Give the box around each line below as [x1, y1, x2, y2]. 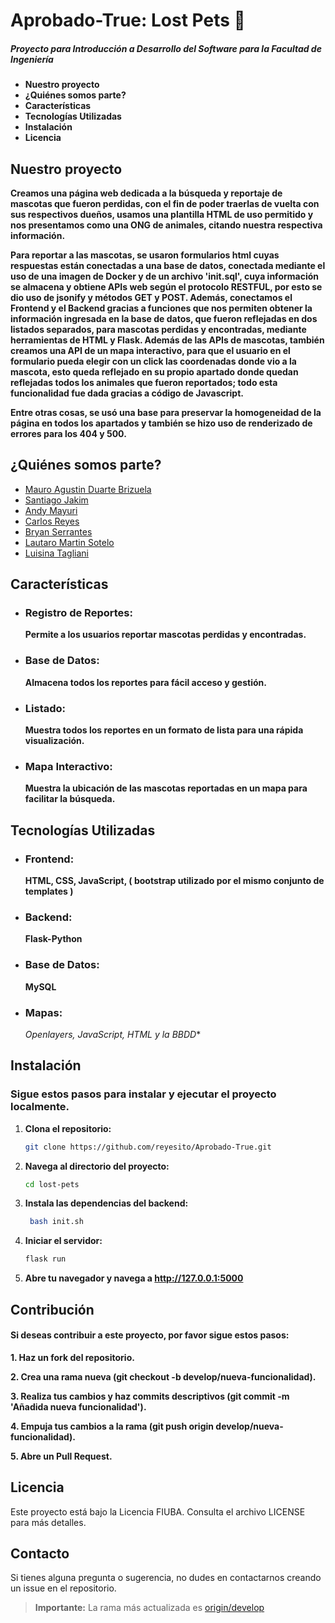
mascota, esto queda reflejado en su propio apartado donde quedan [10, 365, 299, 378]
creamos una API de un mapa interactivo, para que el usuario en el [10, 344, 291, 356]
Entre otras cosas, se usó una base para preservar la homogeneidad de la [10, 406, 322, 418]
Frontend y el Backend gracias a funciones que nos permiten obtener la [10, 302, 313, 314]
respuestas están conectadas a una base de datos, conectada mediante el [10, 259, 326, 271]
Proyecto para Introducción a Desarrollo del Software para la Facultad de [10, 42, 322, 54]
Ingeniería [10, 53, 54, 65]
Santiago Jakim [24, 494, 89, 506]
